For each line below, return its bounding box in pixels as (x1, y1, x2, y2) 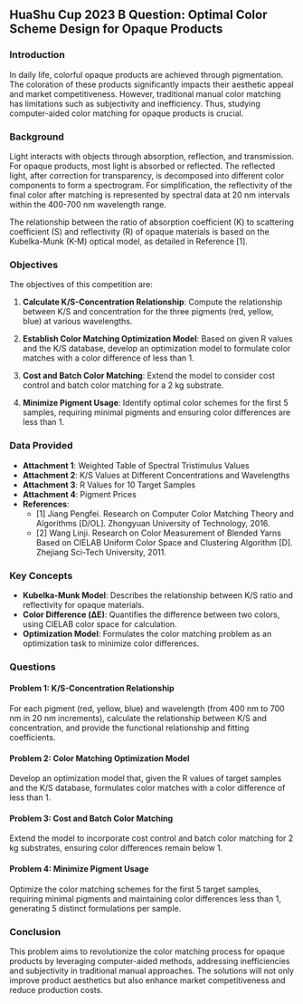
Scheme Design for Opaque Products (9, 22, 223, 37)
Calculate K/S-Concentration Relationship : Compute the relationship (22, 296, 283, 307)
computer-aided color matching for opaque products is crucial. (9, 108, 244, 119)
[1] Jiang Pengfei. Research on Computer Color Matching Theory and (35, 507, 294, 519)
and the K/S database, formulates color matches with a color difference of (9, 783, 286, 794)
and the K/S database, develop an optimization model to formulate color (22, 343, 291, 354)
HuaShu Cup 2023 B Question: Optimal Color (9, 7, 268, 23)
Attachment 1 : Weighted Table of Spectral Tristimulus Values (22, 459, 251, 470)
